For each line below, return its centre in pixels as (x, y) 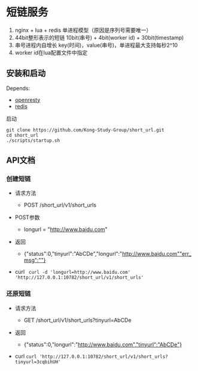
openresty (28, 100)
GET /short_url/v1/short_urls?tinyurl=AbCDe (77, 320)
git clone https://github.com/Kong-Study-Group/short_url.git (85, 130)
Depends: (18, 88)
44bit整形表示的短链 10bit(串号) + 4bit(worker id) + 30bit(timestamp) (99, 37)
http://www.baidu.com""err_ (157, 254)
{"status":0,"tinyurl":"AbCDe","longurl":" (73, 254)
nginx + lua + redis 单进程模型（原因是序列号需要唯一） (83, 30)
